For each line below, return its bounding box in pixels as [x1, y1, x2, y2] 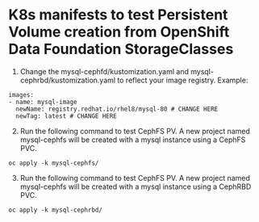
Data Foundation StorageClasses [8, 40, 234, 58]
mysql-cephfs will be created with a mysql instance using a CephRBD [19, 182, 252, 191]
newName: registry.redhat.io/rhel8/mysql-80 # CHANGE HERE [15, 105, 219, 113]
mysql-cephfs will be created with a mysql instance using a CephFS [19, 135, 246, 145]
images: [8, 90, 35, 98]
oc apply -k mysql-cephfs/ [8, 159, 99, 167]
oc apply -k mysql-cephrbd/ [8, 206, 103, 214]
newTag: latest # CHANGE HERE [15, 111, 117, 120]
